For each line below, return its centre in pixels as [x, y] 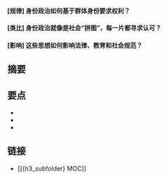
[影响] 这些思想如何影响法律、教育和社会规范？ [75, 45]
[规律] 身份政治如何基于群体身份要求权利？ [69, 10]
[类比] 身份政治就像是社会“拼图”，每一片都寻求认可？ [84, 28]
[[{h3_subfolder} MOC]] [52, 169]
